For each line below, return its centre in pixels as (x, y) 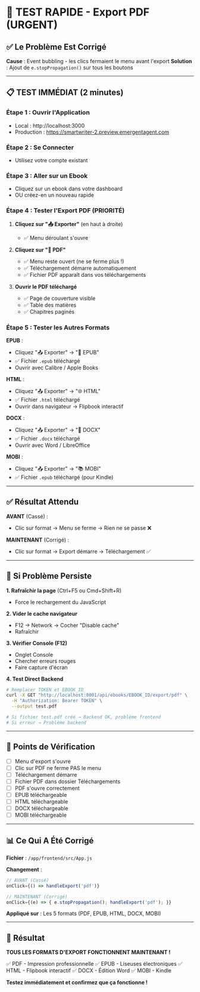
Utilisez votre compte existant (51, 160)
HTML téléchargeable (41, 801)
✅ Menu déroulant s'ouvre (56, 237)
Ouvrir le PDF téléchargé (46, 286)
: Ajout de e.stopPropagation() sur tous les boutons (70, 67)
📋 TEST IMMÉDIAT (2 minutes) (65, 93)
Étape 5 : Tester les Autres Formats (58, 327)
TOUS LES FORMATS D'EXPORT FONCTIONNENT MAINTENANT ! (88, 952)
